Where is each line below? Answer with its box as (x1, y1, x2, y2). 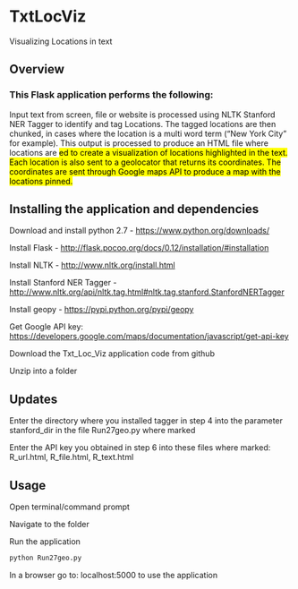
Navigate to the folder (9, 519, 89, 530)
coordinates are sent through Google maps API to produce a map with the (9, 166, 282, 176)
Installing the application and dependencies (9, 201, 260, 217)
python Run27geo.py (9, 553, 82, 563)
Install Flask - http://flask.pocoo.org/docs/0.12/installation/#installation (9, 243, 269, 253)
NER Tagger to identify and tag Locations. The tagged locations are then (9, 118, 277, 129)
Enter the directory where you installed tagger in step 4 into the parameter (9, 415, 284, 426)
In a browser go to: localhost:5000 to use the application (9, 569, 217, 580)
